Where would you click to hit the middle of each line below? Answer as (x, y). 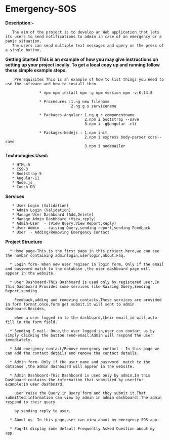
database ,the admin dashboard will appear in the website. (70, 366)
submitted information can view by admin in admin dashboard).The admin (83, 397)
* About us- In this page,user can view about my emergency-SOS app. (85, 420)
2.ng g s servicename (93, 106)
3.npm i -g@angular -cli (111, 124)
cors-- (155, 137)
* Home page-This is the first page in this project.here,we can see (85, 251)
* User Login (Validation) (40, 206)
